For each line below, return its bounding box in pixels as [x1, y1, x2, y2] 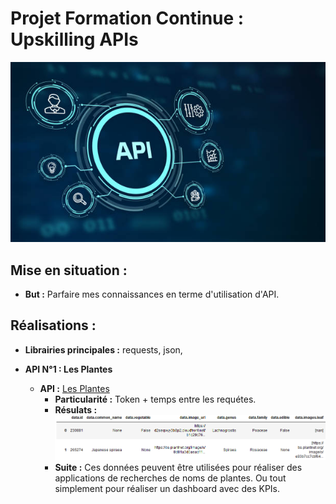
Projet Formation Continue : [10, 7, 245, 30]
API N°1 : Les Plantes [24, 363, 113, 375]
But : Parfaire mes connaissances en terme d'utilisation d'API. [24, 288, 280, 300]
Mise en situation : [10, 262, 128, 279]
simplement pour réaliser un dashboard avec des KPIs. [54, 483, 281, 495]
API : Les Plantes [39, 382, 110, 394]
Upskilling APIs [10, 28, 139, 51]
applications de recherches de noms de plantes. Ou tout [54, 472, 287, 484]
